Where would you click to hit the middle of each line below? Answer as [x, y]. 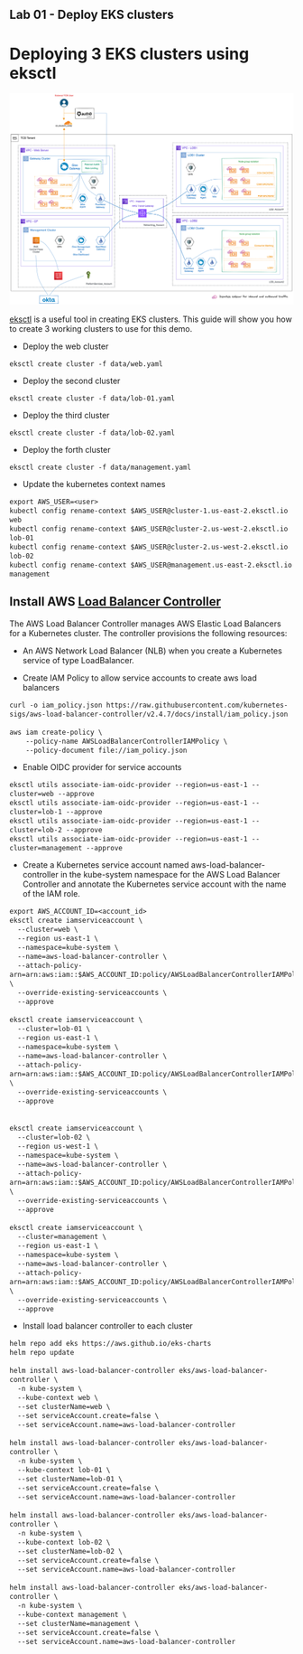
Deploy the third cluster [66, 415]
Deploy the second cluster [71, 381]
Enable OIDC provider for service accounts [102, 766]
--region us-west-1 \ [58, 1146]
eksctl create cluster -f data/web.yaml [87, 364]
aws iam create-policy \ [56, 732]
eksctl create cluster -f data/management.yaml [101, 467]
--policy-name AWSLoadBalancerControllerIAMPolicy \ [127, 741]
